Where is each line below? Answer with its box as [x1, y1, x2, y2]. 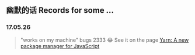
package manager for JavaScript [20, 42, 100, 49]
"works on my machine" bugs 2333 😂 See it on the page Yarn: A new [20, 36, 189, 43]
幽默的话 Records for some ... [6, 5, 114, 16]
